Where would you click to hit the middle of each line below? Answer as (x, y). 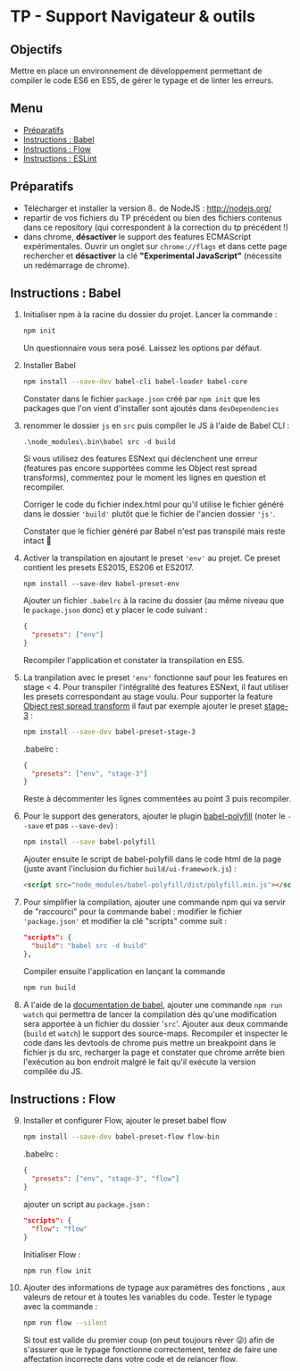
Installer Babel (50, 366)
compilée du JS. (53, 1071)
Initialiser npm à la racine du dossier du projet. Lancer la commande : (150, 315)
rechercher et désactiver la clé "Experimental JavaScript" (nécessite (152, 256)
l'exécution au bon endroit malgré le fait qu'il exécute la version (140, 1062)
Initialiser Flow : (52, 1254)
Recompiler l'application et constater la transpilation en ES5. (133, 660)
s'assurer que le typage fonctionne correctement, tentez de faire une (150, 1350)
